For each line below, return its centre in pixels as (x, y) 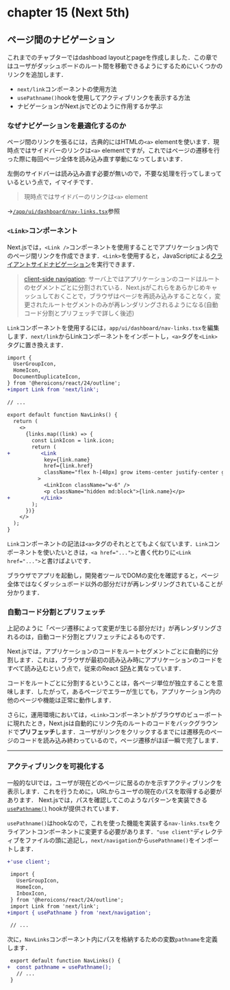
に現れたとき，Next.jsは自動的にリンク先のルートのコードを (92, 723)
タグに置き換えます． (37, 345)
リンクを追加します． (37, 74)
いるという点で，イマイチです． (52, 182)
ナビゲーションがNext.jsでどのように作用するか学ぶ (90, 106)
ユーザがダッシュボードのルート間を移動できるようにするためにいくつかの (118, 66)
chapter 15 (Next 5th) (68, 13)
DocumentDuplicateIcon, (47, 377)
